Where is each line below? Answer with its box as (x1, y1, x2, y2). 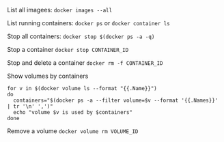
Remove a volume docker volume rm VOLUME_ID (7, 127, 139, 135)
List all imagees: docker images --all (7, 6, 113, 14)
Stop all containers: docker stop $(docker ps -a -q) (7, 32, 155, 40)
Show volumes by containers (7, 72, 89, 80)
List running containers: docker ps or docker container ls (7, 19, 171, 27)
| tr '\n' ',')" (7, 103, 53, 110)
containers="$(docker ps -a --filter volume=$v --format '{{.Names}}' (13, 97, 219, 104)
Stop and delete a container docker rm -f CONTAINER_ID (7, 59, 163, 67)
